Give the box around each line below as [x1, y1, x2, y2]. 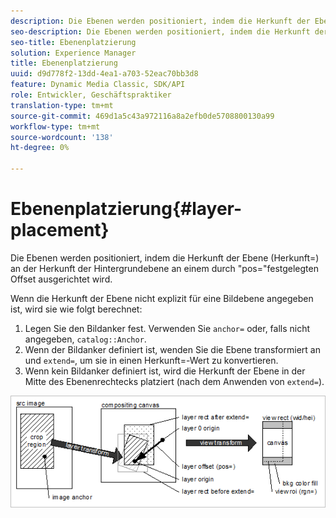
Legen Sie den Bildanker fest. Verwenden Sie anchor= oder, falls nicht [24, 322, 311, 334]
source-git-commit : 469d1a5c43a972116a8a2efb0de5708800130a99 [10, 111, 275, 121]
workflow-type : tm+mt [10, 121, 101, 132]
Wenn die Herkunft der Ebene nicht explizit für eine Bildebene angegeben [10, 292, 314, 304]
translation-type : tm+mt [10, 100, 114, 110]
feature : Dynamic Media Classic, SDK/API [10, 80, 186, 90]
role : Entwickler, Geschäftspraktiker [10, 90, 172, 100]
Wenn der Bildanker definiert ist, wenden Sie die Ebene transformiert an [24, 343, 321, 355]
